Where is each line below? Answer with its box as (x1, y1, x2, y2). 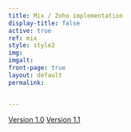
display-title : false (8, 19, 81, 27)
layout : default (8, 71, 62, 79)
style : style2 (8, 42, 56, 50)
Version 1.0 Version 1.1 (8, 114, 81, 124)
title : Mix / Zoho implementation (8, 11, 124, 20)
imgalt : (8, 57, 34, 65)
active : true (8, 26, 52, 34)
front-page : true (8, 64, 66, 72)
